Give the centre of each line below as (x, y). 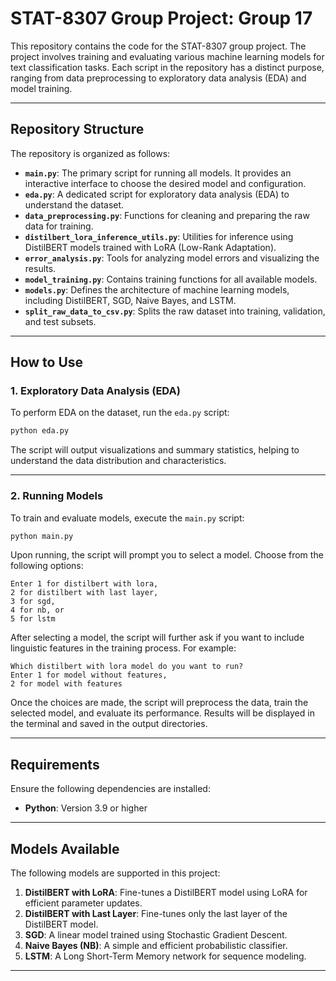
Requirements (55, 764)
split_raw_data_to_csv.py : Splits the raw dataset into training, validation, (175, 311)
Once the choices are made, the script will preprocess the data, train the (159, 703)
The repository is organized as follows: (90, 153)
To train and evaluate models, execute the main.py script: (127, 518)
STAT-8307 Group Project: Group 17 (161, 18)
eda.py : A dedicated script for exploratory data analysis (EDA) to (157, 194)
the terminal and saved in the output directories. (109, 724)
